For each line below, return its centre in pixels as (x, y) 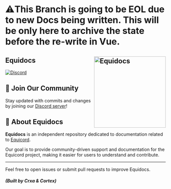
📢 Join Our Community (42, 88)
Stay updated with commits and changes (48, 100)
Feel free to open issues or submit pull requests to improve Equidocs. (78, 169)
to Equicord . (18, 139)
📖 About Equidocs (34, 122)
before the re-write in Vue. (63, 42)
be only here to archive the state (75, 31)
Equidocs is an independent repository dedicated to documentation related (84, 134)
